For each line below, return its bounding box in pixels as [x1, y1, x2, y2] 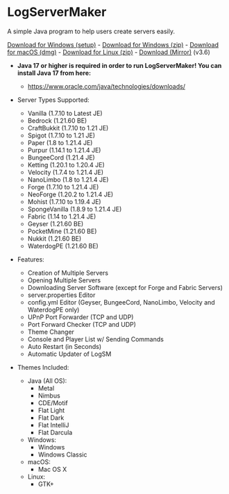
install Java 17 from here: [17, 69, 92, 77]
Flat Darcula [37, 428, 73, 436]
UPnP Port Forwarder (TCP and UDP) [27, 313, 134, 321]
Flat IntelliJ [37, 420, 69, 429]
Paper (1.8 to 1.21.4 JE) [27, 138, 93, 146]
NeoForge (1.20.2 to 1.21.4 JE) [27, 190, 114, 198]
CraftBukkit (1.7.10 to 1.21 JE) [27, 123, 109, 132]
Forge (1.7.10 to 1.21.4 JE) [27, 182, 99, 191]
